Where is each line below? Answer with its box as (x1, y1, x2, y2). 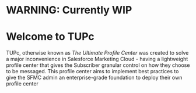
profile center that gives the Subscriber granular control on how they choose (6, 62, 190, 69)
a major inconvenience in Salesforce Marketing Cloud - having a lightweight (6, 56, 188, 63)
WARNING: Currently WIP (6, 3, 132, 17)
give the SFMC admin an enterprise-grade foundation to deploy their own (6, 74, 183, 81)
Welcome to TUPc (6, 30, 94, 44)
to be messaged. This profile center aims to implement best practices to (6, 68, 179, 75)
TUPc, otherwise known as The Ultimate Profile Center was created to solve (6, 49, 189, 56)
